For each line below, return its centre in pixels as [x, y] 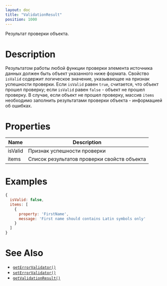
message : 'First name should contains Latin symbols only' [82, 219]
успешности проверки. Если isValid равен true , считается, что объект [82, 85]
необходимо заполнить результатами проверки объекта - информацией [84, 100]
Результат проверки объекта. [37, 34]
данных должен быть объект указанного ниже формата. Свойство [77, 73]
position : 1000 [21, 19]
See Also [24, 253]
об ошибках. [19, 106]
